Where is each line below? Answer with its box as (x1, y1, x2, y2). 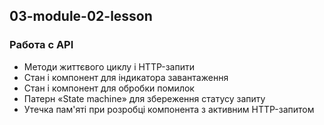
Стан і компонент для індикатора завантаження (23, 71, 229, 83)
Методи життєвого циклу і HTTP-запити (23, 60, 195, 73)
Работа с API (9, 38, 74, 52)
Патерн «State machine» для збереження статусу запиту (23, 92, 266, 104)
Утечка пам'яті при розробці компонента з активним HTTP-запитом (23, 103, 315, 115)
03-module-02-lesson (9, 8, 153, 25)
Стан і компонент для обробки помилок (23, 82, 195, 94)
